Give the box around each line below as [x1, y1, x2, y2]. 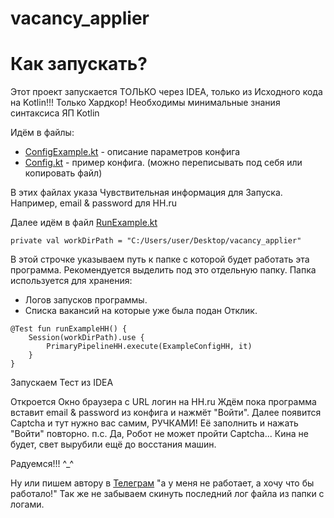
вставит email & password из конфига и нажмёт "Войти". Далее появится [10, 407, 322, 419]
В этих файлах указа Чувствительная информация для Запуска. [10, 187, 283, 199]
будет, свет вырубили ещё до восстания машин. [10, 438, 217, 451]
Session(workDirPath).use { [28, 333, 145, 343]
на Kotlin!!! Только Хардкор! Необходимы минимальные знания [10, 97, 281, 109]
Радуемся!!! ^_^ [10, 458, 75, 470]
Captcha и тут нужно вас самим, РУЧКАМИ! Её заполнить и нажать [10, 417, 299, 429]
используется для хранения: [10, 275, 133, 287]
